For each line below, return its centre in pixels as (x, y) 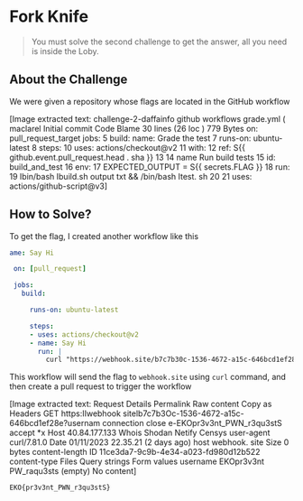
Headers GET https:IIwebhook (65, 413)
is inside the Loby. (65, 51)
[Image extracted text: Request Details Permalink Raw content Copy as (141, 404)
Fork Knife (49, 17)
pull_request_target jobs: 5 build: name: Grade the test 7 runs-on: (130, 138)
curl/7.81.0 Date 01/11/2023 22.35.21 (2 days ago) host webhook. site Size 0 (149, 442)
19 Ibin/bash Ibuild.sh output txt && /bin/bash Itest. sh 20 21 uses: (131, 176)
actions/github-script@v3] (59, 186)
